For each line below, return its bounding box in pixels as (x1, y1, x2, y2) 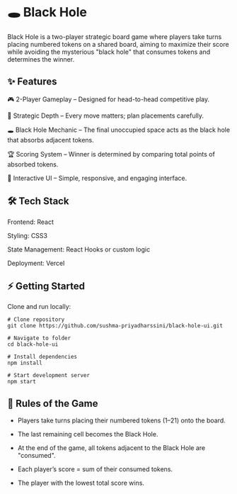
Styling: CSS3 (7, 231, 48, 240)
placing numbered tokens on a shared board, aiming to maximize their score (7, 40, 229, 48)
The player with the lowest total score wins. (17, 478, 145, 488)
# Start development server (7, 372, 91, 379)
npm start (7, 378, 37, 386)
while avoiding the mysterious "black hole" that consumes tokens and (7, 47, 211, 56)
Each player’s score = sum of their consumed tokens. (17, 465, 173, 473)
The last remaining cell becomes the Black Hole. (17, 430, 158, 439)
